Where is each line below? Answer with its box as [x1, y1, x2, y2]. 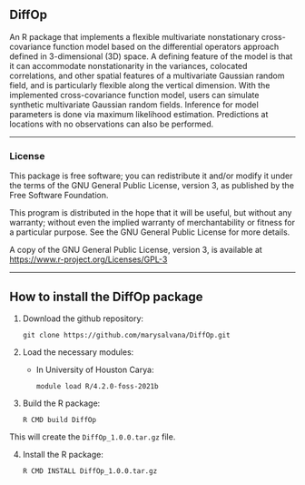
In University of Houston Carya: [35, 364, 154, 375]
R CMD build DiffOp [22, 415, 97, 424]
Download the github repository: [22, 313, 143, 324]
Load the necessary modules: [22, 346, 134, 358]
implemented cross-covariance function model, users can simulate [9, 89, 260, 100]
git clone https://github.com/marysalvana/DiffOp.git [22, 330, 231, 339]
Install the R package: [22, 449, 104, 460]
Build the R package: [22, 398, 101, 409]
